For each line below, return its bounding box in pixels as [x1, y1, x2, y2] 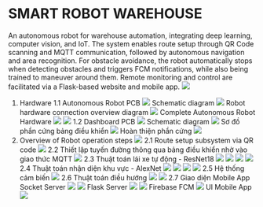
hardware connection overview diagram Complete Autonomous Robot [19, 107, 256, 116]
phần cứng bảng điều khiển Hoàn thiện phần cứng [19, 126, 192, 135]
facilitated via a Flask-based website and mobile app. [8, 82, 181, 91]
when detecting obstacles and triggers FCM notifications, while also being [8, 64, 249, 73]
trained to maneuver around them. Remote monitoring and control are [8, 72, 233, 82]
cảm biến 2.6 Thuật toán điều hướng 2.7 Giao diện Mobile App [19, 172, 250, 182]
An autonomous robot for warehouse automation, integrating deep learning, [8, 31, 253, 40]
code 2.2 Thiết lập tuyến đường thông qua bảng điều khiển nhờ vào [19, 145, 248, 154]
